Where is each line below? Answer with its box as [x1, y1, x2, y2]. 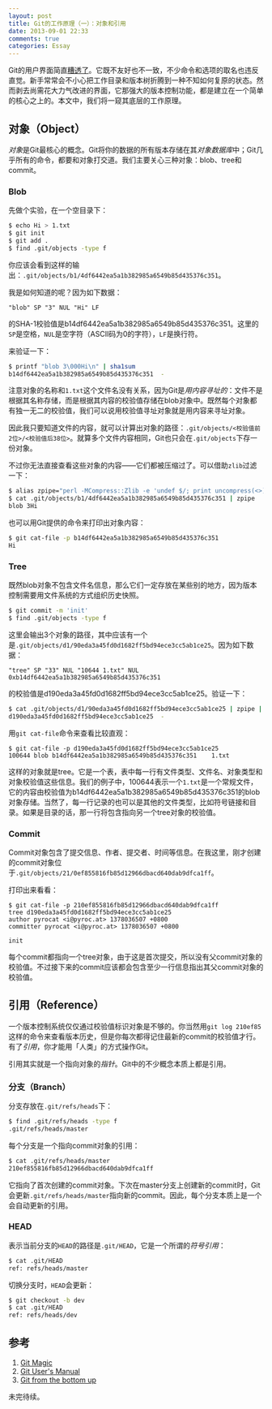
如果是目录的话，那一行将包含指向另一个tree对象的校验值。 [22, 807, 220, 817]
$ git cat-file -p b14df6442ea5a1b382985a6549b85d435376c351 [8, 534, 219, 542]
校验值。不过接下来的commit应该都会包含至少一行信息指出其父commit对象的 [8, 962, 264, 972]
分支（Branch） [8, 1081, 71, 1092]
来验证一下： [8, 346, 51, 355]
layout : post [8, 11, 53, 20]
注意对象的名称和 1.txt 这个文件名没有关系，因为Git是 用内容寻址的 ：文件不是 [8, 386, 263, 395]
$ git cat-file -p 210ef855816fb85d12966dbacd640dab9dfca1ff [8, 901, 219, 909]
